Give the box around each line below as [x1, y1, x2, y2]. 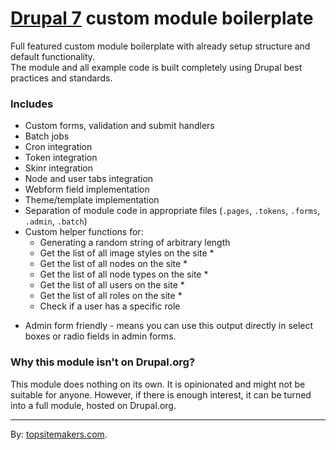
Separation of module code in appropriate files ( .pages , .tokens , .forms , [24, 205, 321, 217]
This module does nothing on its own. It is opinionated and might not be [10, 378, 306, 390]
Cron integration [24, 141, 93, 153]
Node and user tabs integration [24, 173, 154, 185]
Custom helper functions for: [24, 226, 144, 238]
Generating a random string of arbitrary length [39, 237, 231, 249]
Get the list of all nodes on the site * [39, 258, 188, 270]
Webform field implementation [24, 183, 150, 196]
